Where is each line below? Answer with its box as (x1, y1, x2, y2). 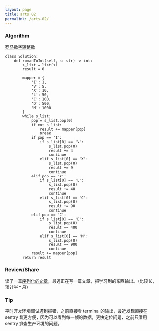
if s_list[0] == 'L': (40, 178, 84, 183)
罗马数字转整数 (5, 44, 35, 50)
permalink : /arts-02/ (5, 16, 49, 21)
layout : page (5, 7, 32, 12)
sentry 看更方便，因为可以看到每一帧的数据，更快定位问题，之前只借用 (5, 314, 147, 320)
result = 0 (22, 66, 45, 71)
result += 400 (48, 225, 78, 230)
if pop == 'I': (31, 135, 62, 140)
